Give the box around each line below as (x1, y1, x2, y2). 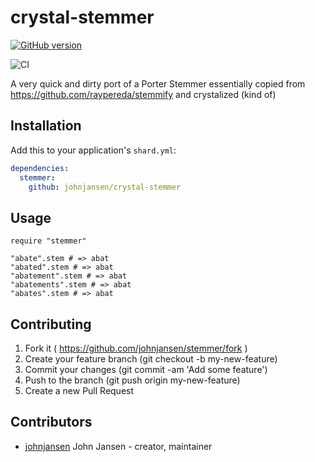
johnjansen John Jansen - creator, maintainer (24, 440, 213, 452)
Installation (10, 117, 82, 135)
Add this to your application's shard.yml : (10, 144, 177, 156)
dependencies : (10, 163, 70, 173)
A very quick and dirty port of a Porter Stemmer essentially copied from (10, 77, 306, 90)
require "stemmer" (10, 236, 87, 246)
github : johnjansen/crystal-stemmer (28, 182, 182, 192)
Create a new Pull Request (24, 385, 135, 396)
